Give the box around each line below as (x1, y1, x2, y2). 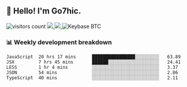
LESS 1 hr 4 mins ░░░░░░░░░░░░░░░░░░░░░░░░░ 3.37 (6, 64, 179, 71)
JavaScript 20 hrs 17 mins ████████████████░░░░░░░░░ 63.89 (6, 54, 181, 60)
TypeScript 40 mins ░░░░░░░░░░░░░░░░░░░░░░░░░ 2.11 (6, 75, 179, 81)
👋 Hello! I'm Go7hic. (6, 6, 82, 16)
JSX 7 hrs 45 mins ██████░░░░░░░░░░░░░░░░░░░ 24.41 (6, 59, 181, 65)
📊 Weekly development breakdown (6, 38, 112, 46)
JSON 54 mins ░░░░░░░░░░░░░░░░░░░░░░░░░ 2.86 (6, 70, 179, 76)
